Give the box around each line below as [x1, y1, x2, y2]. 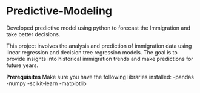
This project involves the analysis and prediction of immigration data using [6, 42, 192, 50]
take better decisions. [6, 30, 61, 37]
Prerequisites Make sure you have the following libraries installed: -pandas [6, 73, 194, 80]
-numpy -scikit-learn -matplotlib [6, 80, 87, 87]
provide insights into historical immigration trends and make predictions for [6, 55, 194, 62]
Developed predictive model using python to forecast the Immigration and [6, 24, 191, 31]
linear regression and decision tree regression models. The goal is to [6, 48, 178, 56]
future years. [6, 62, 38, 69]
